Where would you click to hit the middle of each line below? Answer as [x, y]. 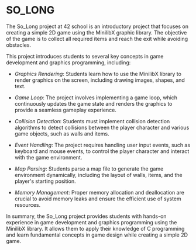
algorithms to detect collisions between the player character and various [102, 127]
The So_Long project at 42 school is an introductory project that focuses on [97, 26]
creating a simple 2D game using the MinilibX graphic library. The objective [97, 32]
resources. [27, 204]
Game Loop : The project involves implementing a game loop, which [96, 98]
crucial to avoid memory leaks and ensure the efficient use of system [98, 199]
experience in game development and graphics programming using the [92, 222]
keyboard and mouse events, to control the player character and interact [102, 151]
